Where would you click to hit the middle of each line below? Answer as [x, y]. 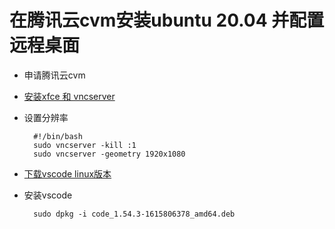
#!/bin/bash [58, 136]
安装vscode [48, 195]
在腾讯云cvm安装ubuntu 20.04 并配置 [167, 20]
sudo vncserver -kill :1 [85, 145]
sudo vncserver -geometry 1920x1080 [109, 154]
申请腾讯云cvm [54, 75]
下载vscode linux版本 [67, 173]
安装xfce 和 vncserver [69, 96]
